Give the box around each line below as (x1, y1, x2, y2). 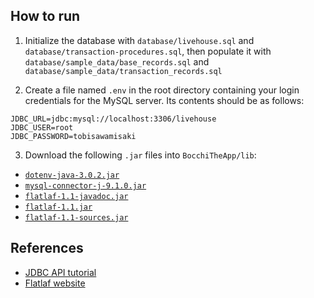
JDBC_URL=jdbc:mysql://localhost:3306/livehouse (10, 114, 217, 124)
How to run (10, 8, 81, 25)
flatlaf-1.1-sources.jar (24, 212, 129, 223)
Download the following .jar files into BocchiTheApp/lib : (24, 149, 257, 161)
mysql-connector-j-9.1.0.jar (24, 180, 147, 191)
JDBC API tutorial (24, 266, 97, 278)
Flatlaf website (24, 277, 86, 289)
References (10, 240, 84, 257)
